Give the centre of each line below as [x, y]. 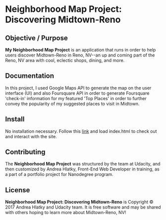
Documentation [30, 76]
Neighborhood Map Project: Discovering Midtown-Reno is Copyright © [79, 202]
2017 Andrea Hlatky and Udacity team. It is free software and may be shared [83, 207]
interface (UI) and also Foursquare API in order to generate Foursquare [77, 93]
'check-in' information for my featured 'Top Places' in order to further [76, 98]
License [18, 190]
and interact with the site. [31, 136]
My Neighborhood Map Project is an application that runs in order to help [81, 50]
